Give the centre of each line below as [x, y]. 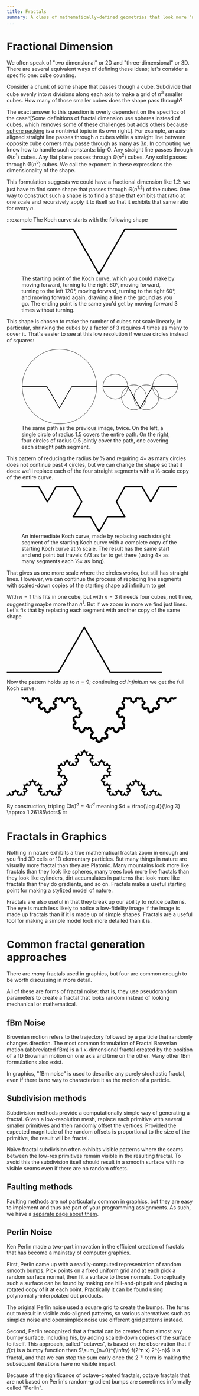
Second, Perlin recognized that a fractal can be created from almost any [94, 1331]
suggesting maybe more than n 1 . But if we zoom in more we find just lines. [97, 604]
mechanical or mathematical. [42, 1004]
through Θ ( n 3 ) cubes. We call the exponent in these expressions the [89, 163]
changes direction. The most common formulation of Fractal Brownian [92, 1043]
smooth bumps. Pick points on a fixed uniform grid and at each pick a [91, 1270]
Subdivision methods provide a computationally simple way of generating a [98, 1113]
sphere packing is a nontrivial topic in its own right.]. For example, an [91, 131]
